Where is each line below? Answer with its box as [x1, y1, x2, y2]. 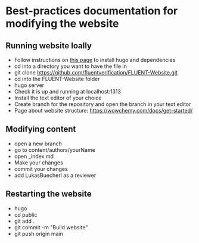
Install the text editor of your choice [14, 94, 102, 101]
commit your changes [14, 165, 68, 172]
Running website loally [5, 40, 92, 51]
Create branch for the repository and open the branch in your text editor [14, 101, 191, 108]
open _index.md [14, 152, 54, 160]
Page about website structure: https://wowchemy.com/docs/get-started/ [14, 107, 193, 114]
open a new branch [14, 140, 62, 147]
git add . [14, 217, 35, 225]
